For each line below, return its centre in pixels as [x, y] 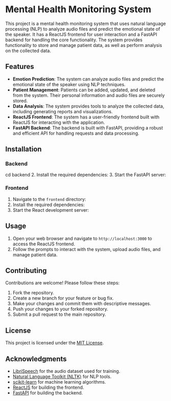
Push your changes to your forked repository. [60, 309]
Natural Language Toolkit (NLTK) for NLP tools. [62, 377]
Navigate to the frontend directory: [49, 199]
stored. [20, 101]
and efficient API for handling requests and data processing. [76, 133]
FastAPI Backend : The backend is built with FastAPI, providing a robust [88, 128]
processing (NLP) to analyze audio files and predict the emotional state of [83, 29]
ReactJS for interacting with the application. [59, 122]
